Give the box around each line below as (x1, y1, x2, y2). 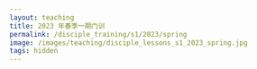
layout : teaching (9, 13, 75, 22)
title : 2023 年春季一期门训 (9, 22, 106, 30)
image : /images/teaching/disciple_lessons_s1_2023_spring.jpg (9, 38, 248, 47)
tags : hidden (9, 47, 59, 56)
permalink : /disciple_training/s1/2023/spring (9, 30, 188, 39)
